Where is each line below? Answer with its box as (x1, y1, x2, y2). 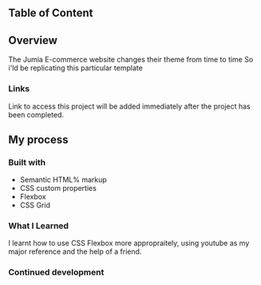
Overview (8, 34, 58, 47)
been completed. (8, 109, 65, 119)
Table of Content (8, 6, 93, 20)
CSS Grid (19, 200, 50, 210)
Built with (8, 156, 46, 168)
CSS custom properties (19, 184, 97, 193)
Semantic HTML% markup (19, 175, 108, 184)
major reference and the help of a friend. (8, 247, 142, 256)
